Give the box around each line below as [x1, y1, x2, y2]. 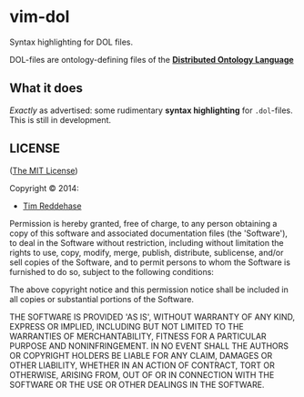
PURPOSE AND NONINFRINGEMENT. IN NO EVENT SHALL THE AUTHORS [9, 340, 289, 351]
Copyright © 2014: [9, 182, 79, 193]
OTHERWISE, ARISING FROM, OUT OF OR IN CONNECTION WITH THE [9, 369, 275, 380]
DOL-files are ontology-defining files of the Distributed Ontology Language [9, 54, 294, 65]
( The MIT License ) [9, 165, 79, 176]
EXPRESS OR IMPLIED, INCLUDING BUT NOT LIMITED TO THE [9, 321, 244, 331]
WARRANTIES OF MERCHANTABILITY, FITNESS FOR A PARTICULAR [9, 331, 267, 341]
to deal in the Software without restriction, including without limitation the [9, 237, 284, 248]
